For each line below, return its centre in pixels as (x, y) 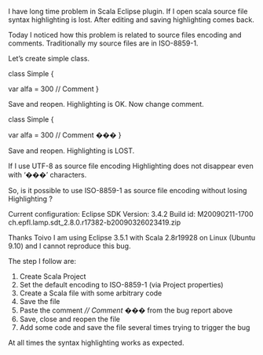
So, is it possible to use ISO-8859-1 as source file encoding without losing (128, 190)
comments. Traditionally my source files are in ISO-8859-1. (103, 43)
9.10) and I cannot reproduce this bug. (69, 246)
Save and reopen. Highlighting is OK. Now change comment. (106, 104)
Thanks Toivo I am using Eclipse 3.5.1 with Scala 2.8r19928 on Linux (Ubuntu (132, 238)
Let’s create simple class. (49, 59)
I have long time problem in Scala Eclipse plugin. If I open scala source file (128, 11)
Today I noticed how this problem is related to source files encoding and (125, 35)
